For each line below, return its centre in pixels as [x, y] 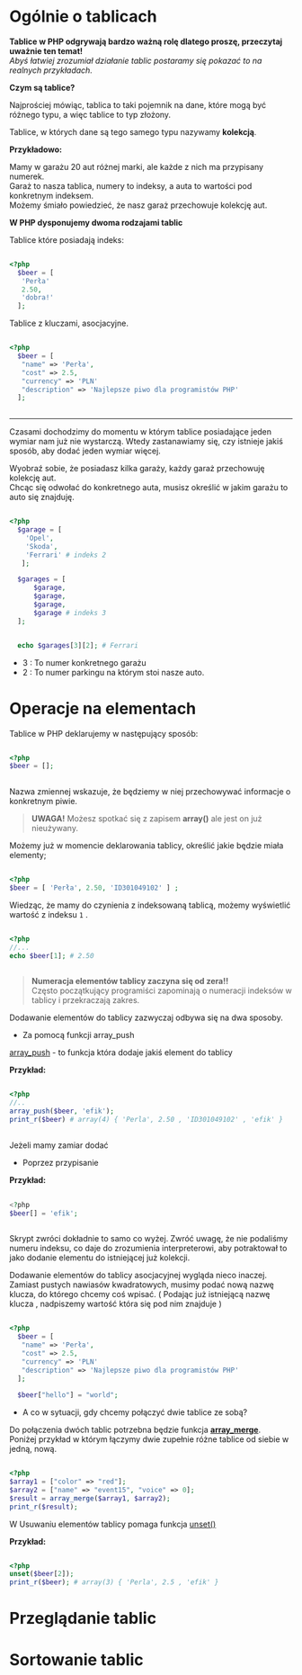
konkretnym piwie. [44, 802]
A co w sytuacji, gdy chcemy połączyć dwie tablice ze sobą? [135, 1412]
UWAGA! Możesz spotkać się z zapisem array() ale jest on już [147, 819]
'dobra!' [37, 298]
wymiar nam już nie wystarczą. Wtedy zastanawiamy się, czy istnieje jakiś [146, 442]
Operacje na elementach [103, 708]
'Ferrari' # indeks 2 [66, 555]
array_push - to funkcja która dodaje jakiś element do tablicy [121, 1052]
